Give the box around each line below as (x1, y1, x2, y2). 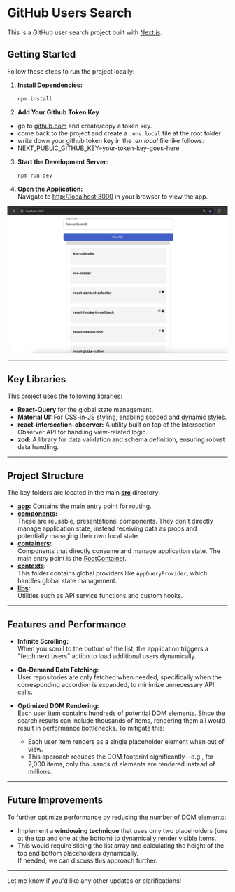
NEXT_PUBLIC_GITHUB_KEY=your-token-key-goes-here (17, 144, 180, 152)
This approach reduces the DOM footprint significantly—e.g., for (27, 752, 214, 761)
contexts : (17, 561, 47, 570)
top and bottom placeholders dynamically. (17, 848, 139, 857)
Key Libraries (7, 373, 66, 385)
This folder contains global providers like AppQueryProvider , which (17, 569, 208, 578)
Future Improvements (7, 794, 104, 806)
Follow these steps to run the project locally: (7, 67, 135, 75)
